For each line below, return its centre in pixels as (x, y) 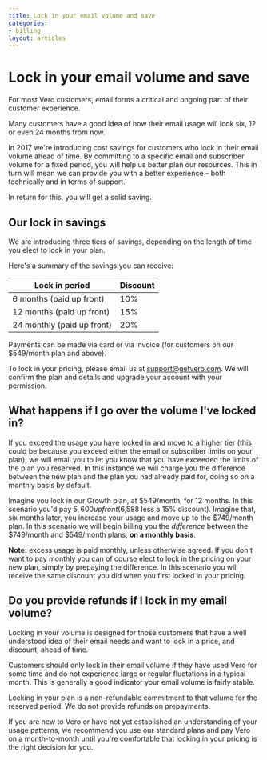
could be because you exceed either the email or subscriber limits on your (131, 451)
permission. (28, 386)
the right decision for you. (51, 747)
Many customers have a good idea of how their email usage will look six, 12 (132, 124)
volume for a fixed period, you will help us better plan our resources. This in (133, 165)
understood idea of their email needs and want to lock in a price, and (122, 641)
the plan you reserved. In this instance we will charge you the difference (127, 468)
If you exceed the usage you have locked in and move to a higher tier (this (130, 442)
